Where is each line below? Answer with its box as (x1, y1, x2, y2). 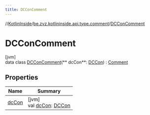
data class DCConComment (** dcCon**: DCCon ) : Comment (5, 59, 128, 65)
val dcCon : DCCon (28, 102, 70, 109)
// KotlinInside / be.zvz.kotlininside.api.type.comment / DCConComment (5, 21, 145, 26)
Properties (5, 73, 38, 81)
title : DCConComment (5, 7, 48, 12)
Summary (37, 88, 61, 94)
